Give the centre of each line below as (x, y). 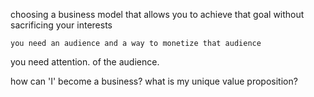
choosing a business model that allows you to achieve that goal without (157, 14)
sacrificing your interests (61, 25)
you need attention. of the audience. (85, 62)
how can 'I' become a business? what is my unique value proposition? (154, 81)
